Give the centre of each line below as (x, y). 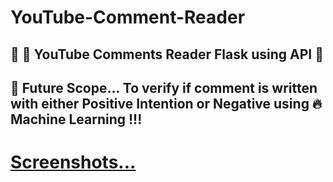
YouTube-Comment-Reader (128, 17)
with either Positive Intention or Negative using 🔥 (166, 103)
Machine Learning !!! (76, 119)
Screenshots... (73, 162)
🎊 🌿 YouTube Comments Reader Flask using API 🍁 (167, 54)
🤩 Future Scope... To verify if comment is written (164, 87)
